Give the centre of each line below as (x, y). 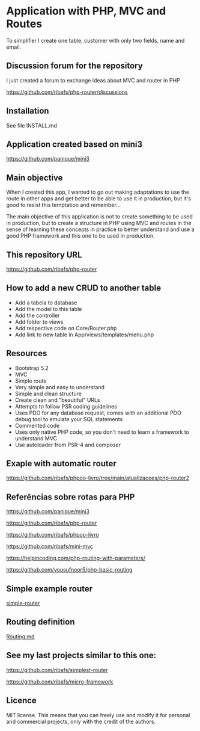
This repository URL (44, 255)
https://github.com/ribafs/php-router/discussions (67, 92)
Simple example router (50, 589)
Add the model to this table (48, 309)
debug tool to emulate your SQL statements (69, 419)
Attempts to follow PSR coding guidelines (66, 406)
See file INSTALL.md (32, 125)
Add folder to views (39, 322)
